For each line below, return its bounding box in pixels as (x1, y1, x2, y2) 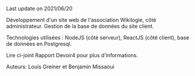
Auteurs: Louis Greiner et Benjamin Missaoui (6, 63, 114, 70)
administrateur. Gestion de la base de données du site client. (6, 23, 154, 29)
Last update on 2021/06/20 (6, 5, 73, 12)
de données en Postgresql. (6, 41, 72, 47)
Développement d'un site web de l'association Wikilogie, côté (6, 16, 156, 23)
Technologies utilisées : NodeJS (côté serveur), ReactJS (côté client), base (6, 34, 190, 41)
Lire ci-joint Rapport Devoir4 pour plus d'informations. (6, 52, 138, 58)
